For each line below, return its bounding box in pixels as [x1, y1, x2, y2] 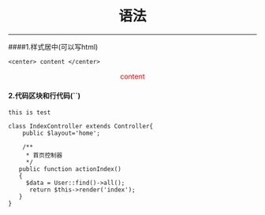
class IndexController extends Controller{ [8, 123, 154, 131]
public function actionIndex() [18, 165, 122, 173]
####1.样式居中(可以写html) [8, 42, 99, 51]
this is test [8, 109, 51, 117]
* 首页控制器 [25, 151, 63, 160]
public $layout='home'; [22, 129, 101, 138]
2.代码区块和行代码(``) [8, 91, 81, 100]
